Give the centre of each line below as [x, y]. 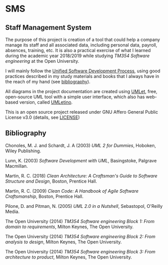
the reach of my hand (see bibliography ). [48, 82]
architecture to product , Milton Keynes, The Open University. [69, 257]
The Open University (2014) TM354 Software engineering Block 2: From [80, 236]
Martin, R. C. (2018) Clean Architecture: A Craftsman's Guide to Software [81, 175]
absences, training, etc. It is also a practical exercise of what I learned [78, 50]
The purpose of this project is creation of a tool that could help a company [83, 39]
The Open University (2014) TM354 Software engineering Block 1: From [80, 221]
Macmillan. [17, 166]
